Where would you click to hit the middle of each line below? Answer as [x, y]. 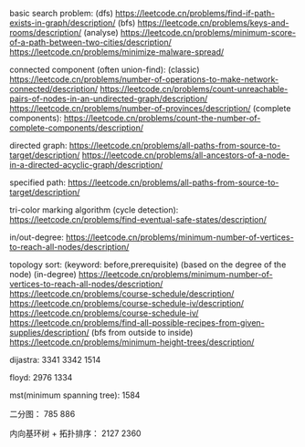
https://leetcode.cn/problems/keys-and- [213, 23]
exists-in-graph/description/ [63, 23]
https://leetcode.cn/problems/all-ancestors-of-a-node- [186, 155]
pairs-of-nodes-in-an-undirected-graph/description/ [109, 99]
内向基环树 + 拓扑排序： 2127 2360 [75, 433]
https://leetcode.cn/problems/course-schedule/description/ [122, 294]
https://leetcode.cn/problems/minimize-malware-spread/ [117, 52]
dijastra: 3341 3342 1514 [55, 360]
